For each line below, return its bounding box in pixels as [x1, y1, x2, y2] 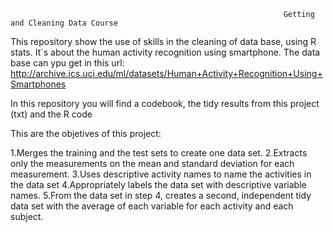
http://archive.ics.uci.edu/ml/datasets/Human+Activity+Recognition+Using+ [10, 68, 323, 79]
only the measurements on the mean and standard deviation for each [10, 158, 295, 169]
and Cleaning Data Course [10, 18, 118, 28]
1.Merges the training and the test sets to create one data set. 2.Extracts [10, 147, 308, 159]
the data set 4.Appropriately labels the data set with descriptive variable [10, 179, 307, 190]
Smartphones [10, 78, 67, 90]
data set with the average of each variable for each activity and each [10, 200, 294, 212]
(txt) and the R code [10, 108, 93, 120]
